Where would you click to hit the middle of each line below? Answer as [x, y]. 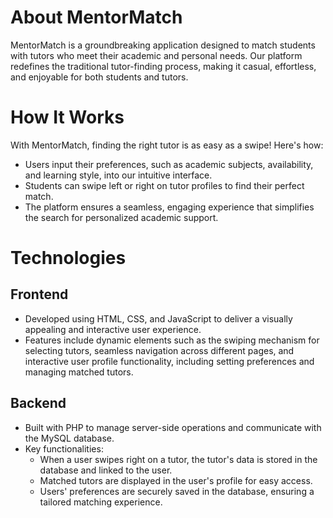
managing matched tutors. [79, 372]
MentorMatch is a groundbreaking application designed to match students [163, 45]
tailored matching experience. [101, 502]
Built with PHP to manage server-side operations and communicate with [173, 427]
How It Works [67, 117]
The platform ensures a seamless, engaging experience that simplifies [169, 207]
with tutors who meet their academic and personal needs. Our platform [156, 55]
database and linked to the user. [106, 470]
